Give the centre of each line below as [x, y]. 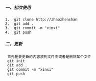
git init [16, 61]
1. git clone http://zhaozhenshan [41, 20]
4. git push [18, 32]
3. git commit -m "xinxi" [33, 28]
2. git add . [20, 24]
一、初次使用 [18, 7]
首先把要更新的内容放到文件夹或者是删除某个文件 [49, 57]
